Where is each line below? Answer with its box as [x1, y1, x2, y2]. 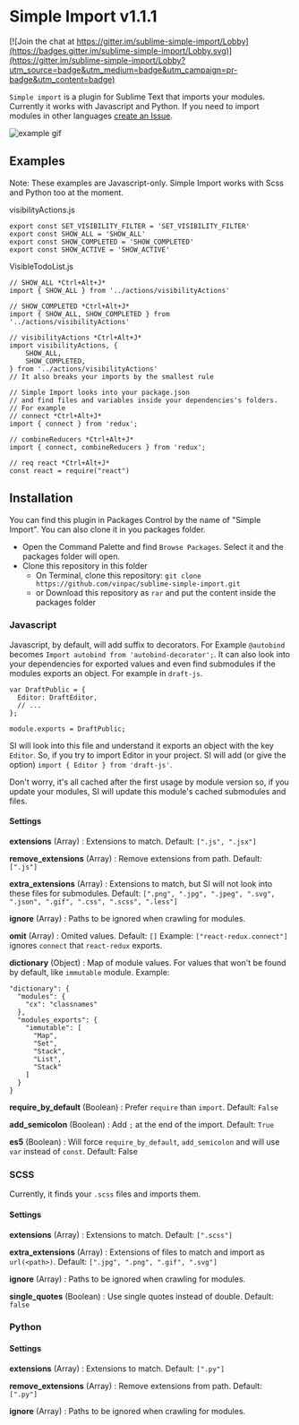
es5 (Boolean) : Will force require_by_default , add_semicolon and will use [9, 1137, 280, 1147]
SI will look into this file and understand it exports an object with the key [9, 740, 275, 751]
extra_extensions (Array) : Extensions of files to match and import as [9, 1247, 266, 1258]
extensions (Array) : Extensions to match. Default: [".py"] [9, 1363, 226, 1374]
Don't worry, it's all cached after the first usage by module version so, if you [9, 777, 289, 787]
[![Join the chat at [9, 36, 75, 47]
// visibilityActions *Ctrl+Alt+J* [9, 333, 142, 342]
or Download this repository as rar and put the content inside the [35, 587, 276, 597]
